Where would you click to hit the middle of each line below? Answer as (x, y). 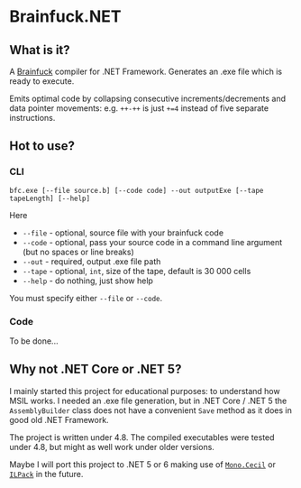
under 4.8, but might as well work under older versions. (112, 447)
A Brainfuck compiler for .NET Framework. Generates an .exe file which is (146, 71)
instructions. (32, 118)
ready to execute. (42, 81)
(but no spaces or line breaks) (78, 252)
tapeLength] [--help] (50, 198)
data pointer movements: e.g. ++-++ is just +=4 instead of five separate (139, 108)
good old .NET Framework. (59, 419)
